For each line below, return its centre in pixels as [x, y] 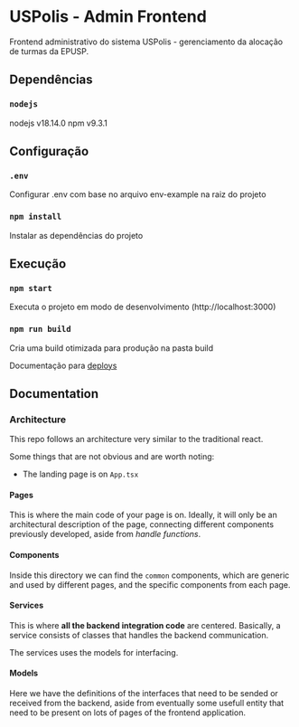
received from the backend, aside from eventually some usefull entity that [147, 703]
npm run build [40, 329]
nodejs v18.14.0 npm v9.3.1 [59, 123]
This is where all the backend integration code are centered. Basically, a [145, 625]
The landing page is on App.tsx [80, 474]
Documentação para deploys [63, 365]
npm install [36, 217]
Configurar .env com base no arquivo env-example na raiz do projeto [138, 194]
